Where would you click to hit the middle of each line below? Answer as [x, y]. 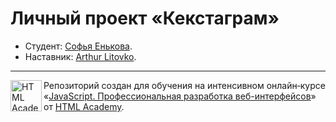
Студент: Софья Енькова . [78, 46]
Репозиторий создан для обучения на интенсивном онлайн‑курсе [184, 85]
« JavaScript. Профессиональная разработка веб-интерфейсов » [180, 96]
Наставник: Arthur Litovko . [80, 56]
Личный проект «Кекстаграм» [145, 18]
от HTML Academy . [84, 106]
